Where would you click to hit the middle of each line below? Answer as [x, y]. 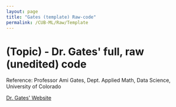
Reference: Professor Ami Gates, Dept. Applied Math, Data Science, [89, 81]
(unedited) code [46, 64]
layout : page [22, 11]
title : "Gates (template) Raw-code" [51, 17]
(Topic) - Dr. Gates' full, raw [75, 51]
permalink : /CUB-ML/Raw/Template [47, 22]
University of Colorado [34, 86]
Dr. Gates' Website [29, 98]
